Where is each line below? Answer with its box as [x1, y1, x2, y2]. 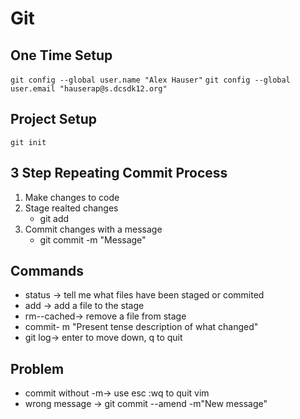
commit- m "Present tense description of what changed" [24, 321, 259, 333]
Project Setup [10, 111, 98, 128]
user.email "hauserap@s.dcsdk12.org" [10, 84, 168, 94]
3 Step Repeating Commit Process [10, 165, 228, 182]
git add [39, 212, 70, 224]
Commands [10, 263, 85, 280]
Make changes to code [24, 191, 120, 203]
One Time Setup [10, 47, 113, 64]
